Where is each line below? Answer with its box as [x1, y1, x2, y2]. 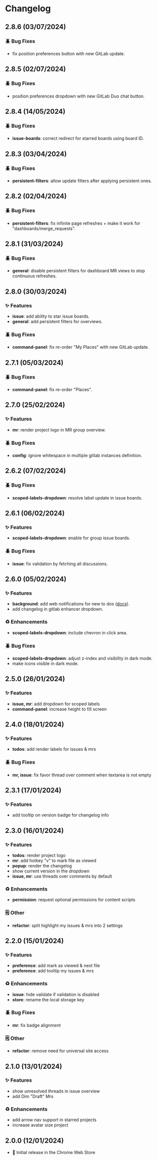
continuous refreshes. [12, 273, 57, 279]
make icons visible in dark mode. [12, 661, 79, 666]
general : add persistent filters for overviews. [12, 319, 103, 324]
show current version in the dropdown [12, 868, 90, 874]
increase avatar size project [12, 1122, 69, 1128]
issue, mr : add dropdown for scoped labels [12, 700, 100, 707]
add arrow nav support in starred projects [12, 1117, 97, 1123]
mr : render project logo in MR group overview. [12, 427, 106, 432]
